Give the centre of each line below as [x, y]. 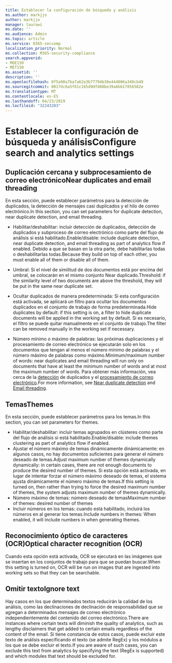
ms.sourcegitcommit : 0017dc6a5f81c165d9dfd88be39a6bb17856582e [74, 86]
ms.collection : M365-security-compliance [50, 53]
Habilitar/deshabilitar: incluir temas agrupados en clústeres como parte [88, 432]
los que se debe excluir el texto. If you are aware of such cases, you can [81, 645]
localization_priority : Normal [39, 48]
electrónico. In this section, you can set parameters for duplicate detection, [84, 212]
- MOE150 [15, 63]
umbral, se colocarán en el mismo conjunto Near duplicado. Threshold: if [89, 275]
